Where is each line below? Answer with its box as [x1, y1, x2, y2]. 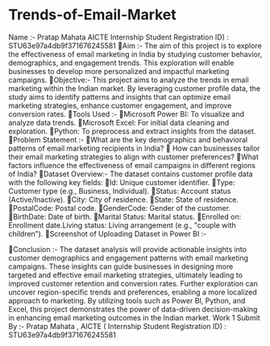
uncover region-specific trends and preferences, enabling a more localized [8, 287, 258, 297]
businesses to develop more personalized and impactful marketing [8, 66, 230, 76]
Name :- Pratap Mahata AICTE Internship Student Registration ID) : [8, 32, 230, 42]
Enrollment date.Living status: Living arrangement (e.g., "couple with [8, 220, 236, 230]
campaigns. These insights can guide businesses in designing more [8, 262, 234, 271]
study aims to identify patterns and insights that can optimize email [8, 92, 231, 101]
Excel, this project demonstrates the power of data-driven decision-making [8, 304, 258, 314]
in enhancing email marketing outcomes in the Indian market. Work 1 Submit [8, 312, 260, 323]
